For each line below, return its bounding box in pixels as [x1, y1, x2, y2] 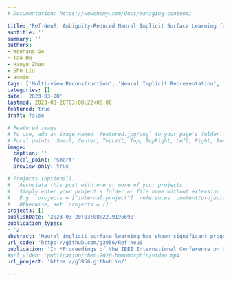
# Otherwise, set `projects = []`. [7, 201, 115, 208]
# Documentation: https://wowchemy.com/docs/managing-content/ [7, 10, 192, 17]
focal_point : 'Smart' [13, 156, 76, 164]
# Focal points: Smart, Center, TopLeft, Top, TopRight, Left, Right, [7, 137, 214, 144]
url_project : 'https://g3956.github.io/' [7, 259, 128, 265]
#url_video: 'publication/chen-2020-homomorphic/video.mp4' [7, 252, 184, 259]
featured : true [7, 106, 51, 113]
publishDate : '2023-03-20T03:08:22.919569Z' [7, 214, 137, 221]
